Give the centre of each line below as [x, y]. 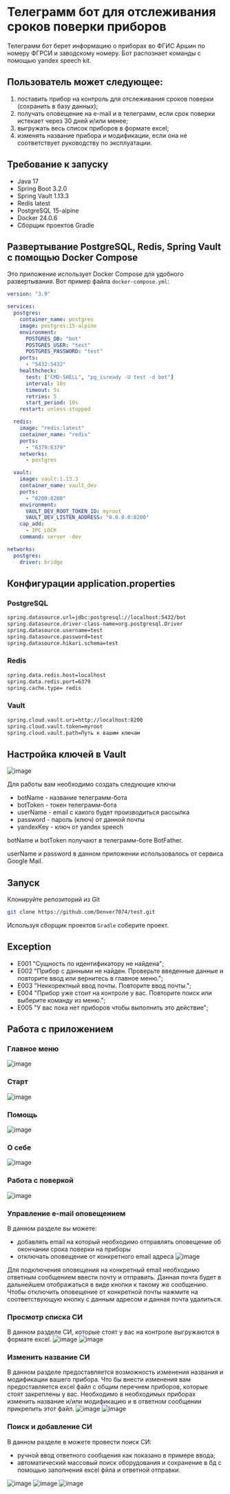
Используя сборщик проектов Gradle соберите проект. [88, 925]
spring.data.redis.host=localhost [57, 675]
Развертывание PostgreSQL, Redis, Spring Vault [114, 247]
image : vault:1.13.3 [49, 479]
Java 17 [28, 181]
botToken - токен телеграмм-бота [67, 805]
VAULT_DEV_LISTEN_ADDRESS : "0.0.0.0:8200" [87, 518]
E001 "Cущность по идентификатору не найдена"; [90, 963]
